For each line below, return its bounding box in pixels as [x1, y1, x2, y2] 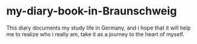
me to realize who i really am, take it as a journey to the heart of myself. [6, 30, 185, 37]
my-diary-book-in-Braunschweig [6, 4, 177, 18]
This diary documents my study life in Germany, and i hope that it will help [6, 24, 191, 31]
